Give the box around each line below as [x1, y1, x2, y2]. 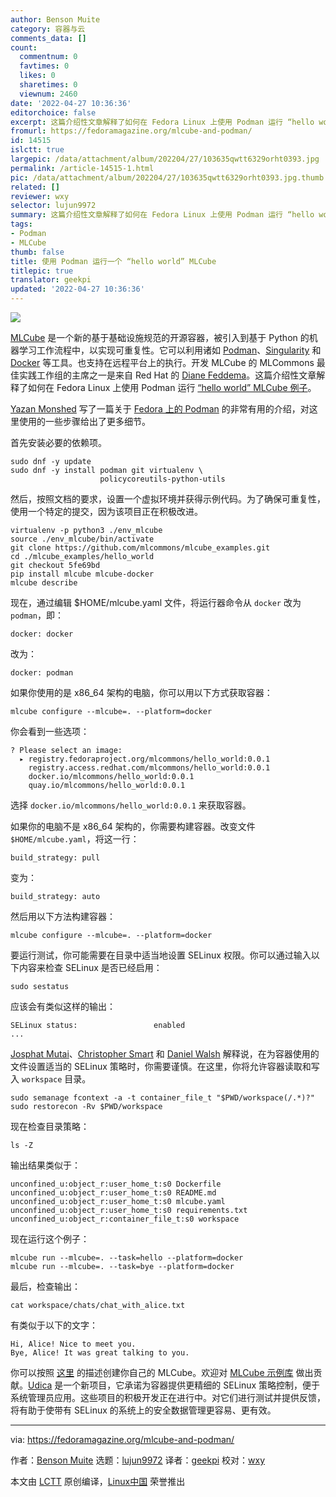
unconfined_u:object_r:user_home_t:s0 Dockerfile [10, 1179, 222, 1189]
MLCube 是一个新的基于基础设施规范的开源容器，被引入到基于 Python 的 [10, 332, 310, 343]
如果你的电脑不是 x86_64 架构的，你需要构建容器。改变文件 [10, 821, 256, 832]
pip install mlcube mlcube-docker [10, 569, 155, 579]
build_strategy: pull [10, 853, 101, 863]
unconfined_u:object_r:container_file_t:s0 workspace [10, 1214, 240, 1224]
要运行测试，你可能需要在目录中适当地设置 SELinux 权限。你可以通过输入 [10, 949, 312, 961]
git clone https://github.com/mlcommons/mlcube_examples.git [10, 543, 271, 553]
